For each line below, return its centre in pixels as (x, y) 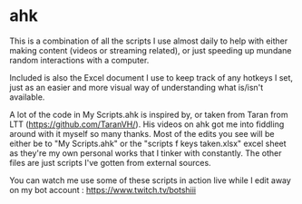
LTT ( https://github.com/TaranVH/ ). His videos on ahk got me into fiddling (147, 124)
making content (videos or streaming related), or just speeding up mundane (151, 50)
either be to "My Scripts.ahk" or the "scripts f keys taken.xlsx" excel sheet (148, 143)
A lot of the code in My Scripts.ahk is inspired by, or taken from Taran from (149, 114)
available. (27, 97)
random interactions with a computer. (79, 60)
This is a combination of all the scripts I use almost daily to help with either (149, 41)
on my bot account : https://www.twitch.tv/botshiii (103, 189)
